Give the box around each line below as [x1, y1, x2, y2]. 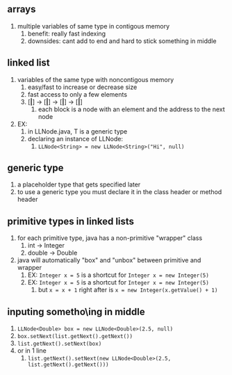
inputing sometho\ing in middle [7, 305, 145, 317]
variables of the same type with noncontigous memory [17, 75, 174, 83]
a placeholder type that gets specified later [17, 180, 141, 189]
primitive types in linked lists [7, 215, 134, 227]
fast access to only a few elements [27, 90, 127, 98]
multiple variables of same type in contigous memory [17, 22, 170, 30]
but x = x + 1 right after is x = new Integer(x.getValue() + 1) [38, 286, 218, 294]
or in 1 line [17, 346, 47, 355]
